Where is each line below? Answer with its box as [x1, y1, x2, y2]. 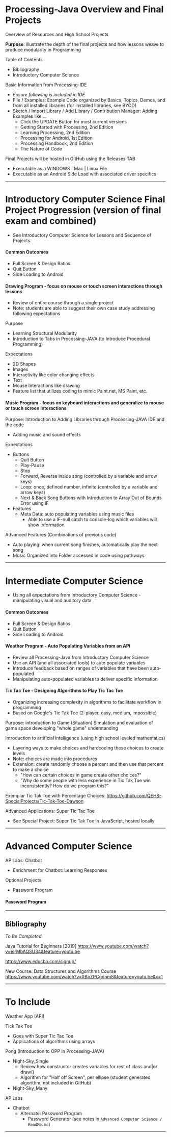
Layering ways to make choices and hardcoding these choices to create [12, 745, 164, 751]
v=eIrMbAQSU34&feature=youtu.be [5, 948, 80, 954]
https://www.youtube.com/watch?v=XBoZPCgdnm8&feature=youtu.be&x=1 [5, 973, 163, 979]
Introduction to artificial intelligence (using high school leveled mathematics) [5, 735, 165, 741]
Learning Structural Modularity [12, 330, 77, 337]
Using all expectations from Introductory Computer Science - [12, 592, 141, 598]
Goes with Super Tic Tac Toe [12, 1032, 74, 1039]
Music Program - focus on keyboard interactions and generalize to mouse [5, 399, 164, 406]
